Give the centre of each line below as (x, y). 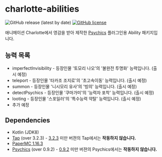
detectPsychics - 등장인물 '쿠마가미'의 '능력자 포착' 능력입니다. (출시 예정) (83, 92)
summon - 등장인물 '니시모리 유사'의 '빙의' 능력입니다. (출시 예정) (74, 86)
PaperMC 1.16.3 (27, 143)
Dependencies (27, 120)
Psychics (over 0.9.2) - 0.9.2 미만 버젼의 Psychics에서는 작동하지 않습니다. (84, 149)
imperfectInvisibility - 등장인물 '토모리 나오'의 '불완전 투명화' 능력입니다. (81, 68)
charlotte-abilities (42, 9)
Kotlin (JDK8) (25, 132)
